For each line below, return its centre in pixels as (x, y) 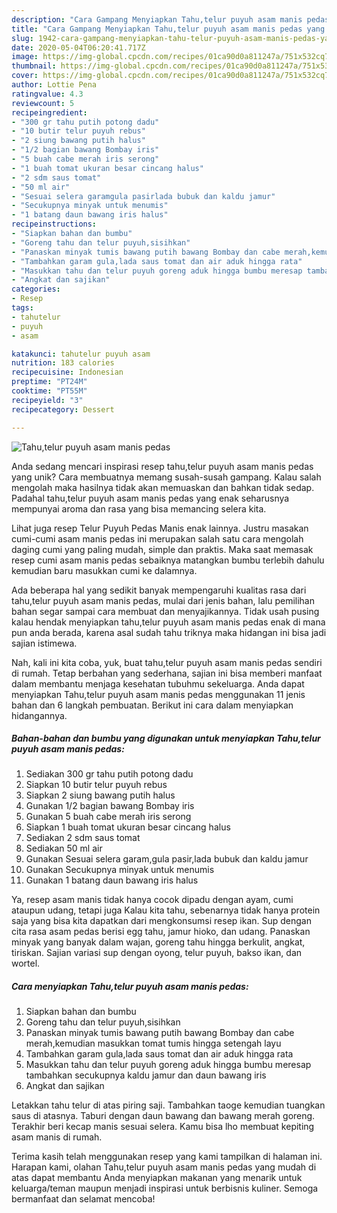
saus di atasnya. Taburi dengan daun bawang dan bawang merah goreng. (163, 1116)
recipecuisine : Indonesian (67, 372)
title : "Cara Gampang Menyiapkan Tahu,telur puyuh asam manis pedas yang (168, 29)
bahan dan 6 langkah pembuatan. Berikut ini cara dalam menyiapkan (152, 705)
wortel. (26, 963)
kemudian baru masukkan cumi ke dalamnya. (104, 570)
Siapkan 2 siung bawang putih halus (100, 795)
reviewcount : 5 (43, 103)
